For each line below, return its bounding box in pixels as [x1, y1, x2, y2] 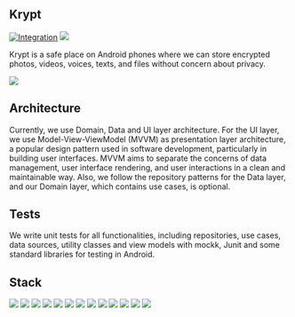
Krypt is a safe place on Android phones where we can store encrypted [9, 49, 271, 59]
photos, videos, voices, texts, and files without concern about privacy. [9, 58, 267, 69]
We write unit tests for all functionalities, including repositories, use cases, [9, 230, 282, 241]
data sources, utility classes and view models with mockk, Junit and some [9, 240, 280, 250]
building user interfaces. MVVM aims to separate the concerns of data [9, 153, 267, 163]
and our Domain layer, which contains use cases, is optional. [9, 181, 231, 192]
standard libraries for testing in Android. [9, 249, 155, 260]
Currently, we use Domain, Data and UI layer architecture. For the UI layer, [9, 124, 280, 135]
